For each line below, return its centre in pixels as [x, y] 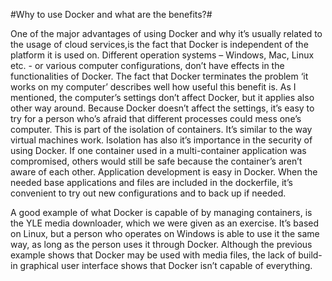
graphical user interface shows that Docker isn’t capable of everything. [166, 265]
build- [310, 255]
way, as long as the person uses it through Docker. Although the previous [161, 244]
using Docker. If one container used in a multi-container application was [158, 150]
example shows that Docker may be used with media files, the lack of [153, 255]
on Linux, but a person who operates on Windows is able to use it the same [165, 233]
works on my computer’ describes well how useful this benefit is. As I [153, 87]
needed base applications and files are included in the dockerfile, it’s [151, 182]
